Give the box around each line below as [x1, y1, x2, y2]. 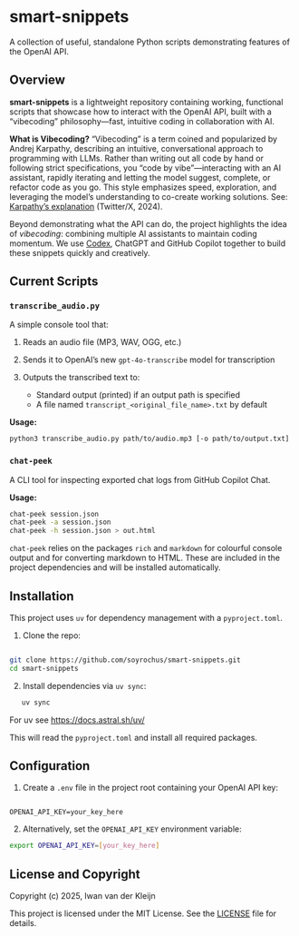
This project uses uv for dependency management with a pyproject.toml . [9, 613, 284, 624]
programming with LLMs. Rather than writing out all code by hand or [9, 153, 265, 163]
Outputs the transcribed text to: [22, 372, 140, 383]
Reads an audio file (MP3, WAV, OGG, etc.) [22, 337, 182, 348]
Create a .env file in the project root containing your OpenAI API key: [22, 783, 279, 793]
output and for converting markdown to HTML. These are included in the [9, 552, 281, 564]
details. [9, 918, 37, 929]
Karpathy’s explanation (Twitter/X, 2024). [9, 201, 163, 212]
